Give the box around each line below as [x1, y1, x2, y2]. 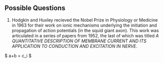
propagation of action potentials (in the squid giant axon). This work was [11, 27, 159, 33]
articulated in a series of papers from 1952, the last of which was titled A [11, 32, 159, 38]
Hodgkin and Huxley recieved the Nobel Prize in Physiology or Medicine [11, 17, 158, 23]
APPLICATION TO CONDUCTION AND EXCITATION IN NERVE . [11, 43, 138, 49]
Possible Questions [4, 4, 66, 12]
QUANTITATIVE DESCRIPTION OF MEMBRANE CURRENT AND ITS [11, 38, 147, 44]
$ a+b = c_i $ [4, 53, 32, 59]
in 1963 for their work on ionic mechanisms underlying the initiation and [11, 22, 157, 28]
